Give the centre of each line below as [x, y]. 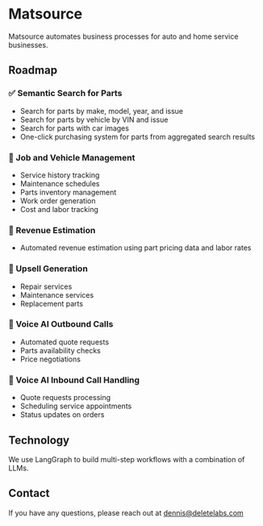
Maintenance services [57, 294]
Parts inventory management [68, 192]
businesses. [28, 44]
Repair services [46, 286]
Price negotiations [50, 359]
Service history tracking [60, 175]
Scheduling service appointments [76, 406]
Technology [39, 440]
